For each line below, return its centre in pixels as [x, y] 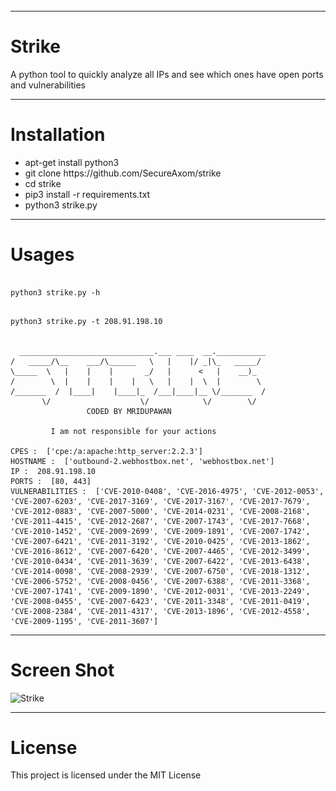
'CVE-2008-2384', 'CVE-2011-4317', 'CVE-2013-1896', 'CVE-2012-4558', [160, 611]
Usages [42, 254]
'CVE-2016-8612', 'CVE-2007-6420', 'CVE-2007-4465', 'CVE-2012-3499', [160, 551]
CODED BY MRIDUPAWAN [129, 411]
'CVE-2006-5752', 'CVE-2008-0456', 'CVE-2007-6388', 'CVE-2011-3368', [160, 581]
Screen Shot [62, 670]
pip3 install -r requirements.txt [87, 194]
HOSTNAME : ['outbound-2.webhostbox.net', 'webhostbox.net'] [142, 461]
